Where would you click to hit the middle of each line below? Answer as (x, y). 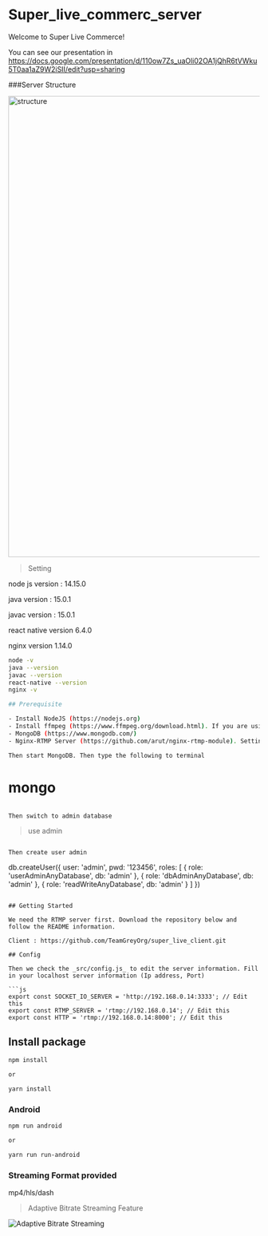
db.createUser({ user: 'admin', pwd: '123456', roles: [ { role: (106, 867)
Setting (39, 568)
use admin (45, 830)
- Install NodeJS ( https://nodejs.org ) (75, 719)
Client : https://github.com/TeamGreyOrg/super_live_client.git (117, 941)
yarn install (30, 1089)
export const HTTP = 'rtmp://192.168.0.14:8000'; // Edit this (116, 1017)
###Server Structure (42, 85)
